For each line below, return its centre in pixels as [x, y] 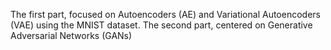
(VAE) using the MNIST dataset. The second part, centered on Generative [161, 25]
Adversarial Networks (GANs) [71, 35]
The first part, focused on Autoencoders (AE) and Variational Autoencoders [165, 14]
